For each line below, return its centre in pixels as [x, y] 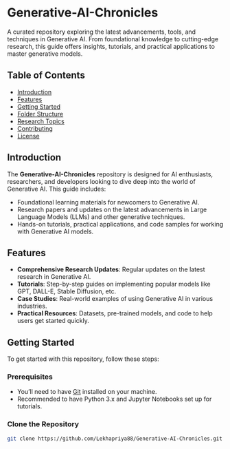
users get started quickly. [53, 321]
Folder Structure [40, 114]
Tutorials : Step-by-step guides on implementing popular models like [114, 284]
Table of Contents [46, 75]
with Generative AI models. [55, 231]
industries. [32, 306]
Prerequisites [30, 377]
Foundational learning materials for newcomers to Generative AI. [108, 202]
